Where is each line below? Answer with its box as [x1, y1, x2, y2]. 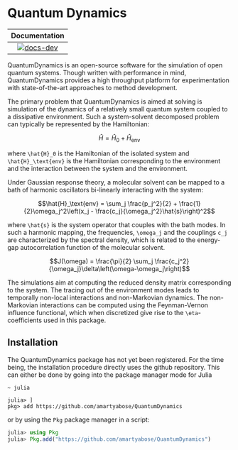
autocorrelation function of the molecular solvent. [20, 243, 166, 251]
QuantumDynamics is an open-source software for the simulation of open [7, 60, 223, 69]
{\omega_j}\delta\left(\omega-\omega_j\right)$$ [48, 264, 190, 273]
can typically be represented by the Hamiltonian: [7, 119, 150, 128]
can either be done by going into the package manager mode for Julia [7, 371, 212, 379]
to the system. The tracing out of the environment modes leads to [7, 285, 200, 294]
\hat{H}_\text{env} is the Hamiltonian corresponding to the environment [7, 156, 221, 165]
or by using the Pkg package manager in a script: [7, 415, 150, 424]
